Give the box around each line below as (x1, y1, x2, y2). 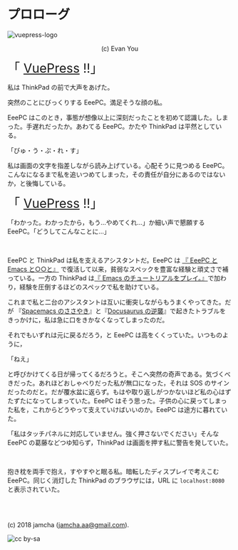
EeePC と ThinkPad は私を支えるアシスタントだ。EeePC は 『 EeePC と (7, 255, 218, 264)
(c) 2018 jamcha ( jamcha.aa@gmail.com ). (7, 520, 130, 529)
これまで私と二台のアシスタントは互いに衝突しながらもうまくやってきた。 (7, 297, 225, 306)
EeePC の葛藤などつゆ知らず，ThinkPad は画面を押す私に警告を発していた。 (7, 438, 232, 447)
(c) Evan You (100, 44, 139, 53)
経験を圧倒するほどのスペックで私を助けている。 (19, 282, 163, 291)
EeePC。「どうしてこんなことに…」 (7, 227, 110, 236)
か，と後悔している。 (7, 179, 70, 187)
